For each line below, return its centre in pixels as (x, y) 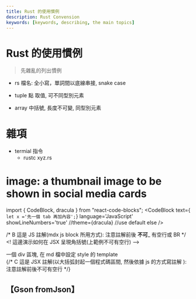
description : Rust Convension (43, 17)
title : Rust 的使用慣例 (33, 11)
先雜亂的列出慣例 (41, 70)
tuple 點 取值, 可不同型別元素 (49, 96)
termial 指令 (29, 151)
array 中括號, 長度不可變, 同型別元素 (58, 108)
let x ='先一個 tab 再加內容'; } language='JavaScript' (70, 216)
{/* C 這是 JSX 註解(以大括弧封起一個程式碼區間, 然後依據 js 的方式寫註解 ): (97, 262)
